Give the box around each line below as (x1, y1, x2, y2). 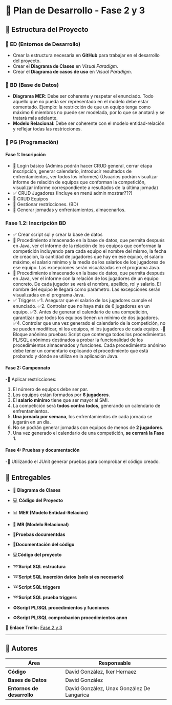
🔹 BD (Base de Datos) (5, 81, 59, 88)
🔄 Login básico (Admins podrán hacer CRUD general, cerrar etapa (12, 163, 153, 169)
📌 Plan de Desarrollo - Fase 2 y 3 (5, 5, 145, 16)
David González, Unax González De (65, 684, 150, 692)
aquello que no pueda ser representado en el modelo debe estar (12, 99, 149, 105)
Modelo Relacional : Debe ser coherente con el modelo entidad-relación (12, 120, 165, 126)
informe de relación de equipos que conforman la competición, (12, 179, 146, 185)
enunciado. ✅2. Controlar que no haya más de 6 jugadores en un (12, 303, 150, 309)
